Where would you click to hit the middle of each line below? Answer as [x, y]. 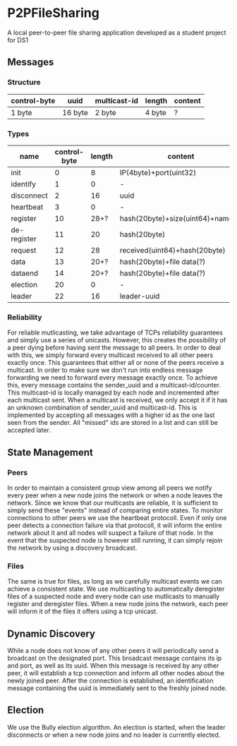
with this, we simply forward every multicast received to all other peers [110, 355]
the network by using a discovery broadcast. [72, 548]
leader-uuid [140, 296]
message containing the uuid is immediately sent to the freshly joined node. [117, 688]
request [24, 250]
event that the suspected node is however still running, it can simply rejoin [115, 540]
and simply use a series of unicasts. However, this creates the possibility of [117, 340]
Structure [24, 83]
